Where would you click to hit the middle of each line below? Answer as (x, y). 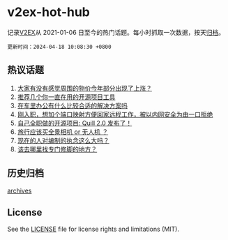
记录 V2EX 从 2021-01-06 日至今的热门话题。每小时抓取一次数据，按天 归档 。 (116, 32)
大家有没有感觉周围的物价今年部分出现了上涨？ (84, 88)
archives (20, 190)
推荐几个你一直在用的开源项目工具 (66, 97)
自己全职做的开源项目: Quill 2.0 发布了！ (75, 123)
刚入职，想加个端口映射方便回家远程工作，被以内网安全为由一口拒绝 (115, 114)
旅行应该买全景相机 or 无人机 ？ (63, 132)
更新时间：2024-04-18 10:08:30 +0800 (59, 47)
